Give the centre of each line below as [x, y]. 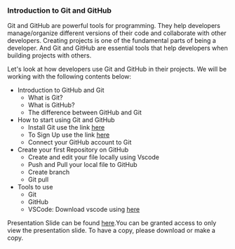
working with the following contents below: [69, 76]
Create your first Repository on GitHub [73, 150]
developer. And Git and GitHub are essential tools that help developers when [117, 48]
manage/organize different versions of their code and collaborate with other [117, 33]
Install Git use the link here [66, 128]
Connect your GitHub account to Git [80, 142]
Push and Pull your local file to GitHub [83, 165]
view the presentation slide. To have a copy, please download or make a [112, 231]
